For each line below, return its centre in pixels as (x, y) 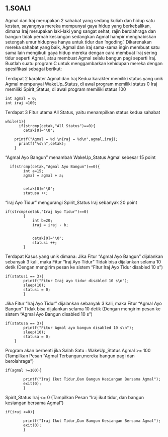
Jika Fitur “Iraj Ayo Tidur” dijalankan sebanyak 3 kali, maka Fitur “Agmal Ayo (83, 303)
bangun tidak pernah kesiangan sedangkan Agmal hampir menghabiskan (81, 36)
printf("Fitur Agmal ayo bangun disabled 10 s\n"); (79, 327)
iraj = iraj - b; (50, 225)
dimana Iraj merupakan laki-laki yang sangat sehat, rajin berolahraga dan (80, 31)
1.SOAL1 (18, 8)
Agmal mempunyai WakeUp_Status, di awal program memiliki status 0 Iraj (81, 84)
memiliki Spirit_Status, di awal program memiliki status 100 (66, 89)
